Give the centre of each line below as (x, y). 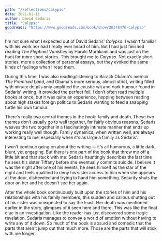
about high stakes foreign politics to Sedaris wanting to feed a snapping (77, 102)
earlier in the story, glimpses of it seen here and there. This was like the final (81, 208)
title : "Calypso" (22, 23)
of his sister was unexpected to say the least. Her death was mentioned (76, 203)
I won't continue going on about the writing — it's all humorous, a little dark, (81, 147)
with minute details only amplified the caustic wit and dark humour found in (80, 87)
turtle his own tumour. (27, 108)
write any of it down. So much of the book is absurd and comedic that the (78, 223)
